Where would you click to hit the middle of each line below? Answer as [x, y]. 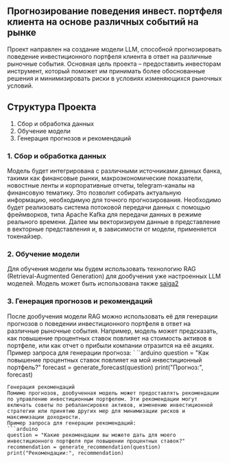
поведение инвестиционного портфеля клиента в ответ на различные [110, 56]
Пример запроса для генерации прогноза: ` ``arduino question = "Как [108, 353]
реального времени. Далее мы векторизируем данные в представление [114, 221]
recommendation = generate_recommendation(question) [84, 447]
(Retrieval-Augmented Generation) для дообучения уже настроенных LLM [114, 276]
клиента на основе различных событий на [103, 22]
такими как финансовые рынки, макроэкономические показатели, [105, 178]
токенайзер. [25, 236]
